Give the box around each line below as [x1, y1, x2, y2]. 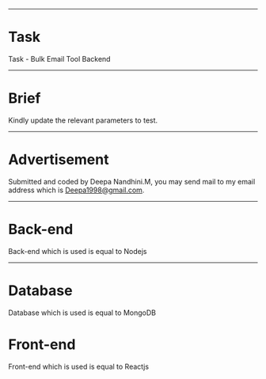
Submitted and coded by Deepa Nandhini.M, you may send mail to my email [8, 176, 256, 186]
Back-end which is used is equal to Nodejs [8, 246, 147, 256]
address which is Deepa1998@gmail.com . [8, 185, 145, 195]
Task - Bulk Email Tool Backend [8, 54, 111, 63]
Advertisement [8, 151, 109, 169]
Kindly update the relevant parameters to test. [8, 116, 158, 125]
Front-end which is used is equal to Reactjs [8, 362, 149, 371]
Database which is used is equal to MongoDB [8, 308, 157, 317]
